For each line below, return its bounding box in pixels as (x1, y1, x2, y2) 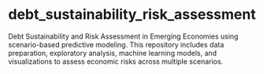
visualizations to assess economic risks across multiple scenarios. (8, 57, 223, 66)
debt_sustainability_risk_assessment (8, 6, 256, 24)
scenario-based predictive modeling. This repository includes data (8, 39, 225, 49)
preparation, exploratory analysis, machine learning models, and (8, 48, 218, 57)
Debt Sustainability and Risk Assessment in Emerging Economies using (8, 31, 239, 41)
